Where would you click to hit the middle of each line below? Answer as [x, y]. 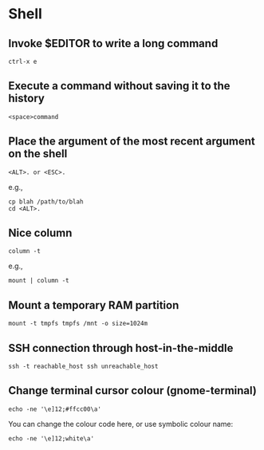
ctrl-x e [23, 61]
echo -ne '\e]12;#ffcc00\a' [55, 409]
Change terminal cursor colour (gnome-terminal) [132, 391]
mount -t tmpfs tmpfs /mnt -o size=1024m [78, 324]
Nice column [40, 233]
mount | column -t [39, 281]
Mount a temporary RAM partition [94, 305]
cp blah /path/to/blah [46, 201]
